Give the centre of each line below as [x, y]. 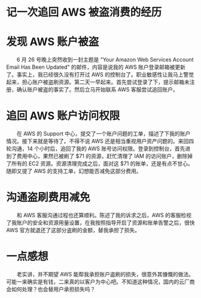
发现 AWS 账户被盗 [53, 42]
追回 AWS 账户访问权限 [63, 116]
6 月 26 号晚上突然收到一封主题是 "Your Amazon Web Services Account [105, 60]
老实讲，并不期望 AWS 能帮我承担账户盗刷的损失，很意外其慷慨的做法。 [105, 274]
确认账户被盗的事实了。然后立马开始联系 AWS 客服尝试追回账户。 [97, 90]
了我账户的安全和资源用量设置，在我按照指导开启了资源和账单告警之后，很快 [100, 223]
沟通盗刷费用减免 [48, 197]
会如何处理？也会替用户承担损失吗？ [51, 289]
